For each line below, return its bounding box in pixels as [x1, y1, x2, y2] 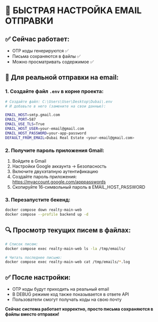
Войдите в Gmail [12, 158, 46, 164]
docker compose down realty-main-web [5, 207, 82, 213]
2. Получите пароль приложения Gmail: [5, 147, 105, 154]
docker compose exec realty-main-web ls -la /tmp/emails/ [5, 246, 126, 251]
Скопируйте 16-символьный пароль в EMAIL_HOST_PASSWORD [12, 184, 146, 190]
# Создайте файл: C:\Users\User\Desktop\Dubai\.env [5, 99, 113, 104]
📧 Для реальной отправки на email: [5, 74, 119, 82]
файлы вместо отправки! [5, 311, 60, 317]
